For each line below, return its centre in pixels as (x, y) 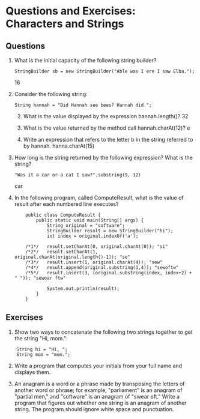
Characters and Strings (65, 24)
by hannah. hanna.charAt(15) (59, 146)
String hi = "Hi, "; (42, 349)
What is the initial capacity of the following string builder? (85, 60)
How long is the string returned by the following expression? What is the (104, 158)
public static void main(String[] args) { (90, 220)
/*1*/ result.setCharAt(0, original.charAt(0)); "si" (97, 247)
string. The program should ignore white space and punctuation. (94, 409)
